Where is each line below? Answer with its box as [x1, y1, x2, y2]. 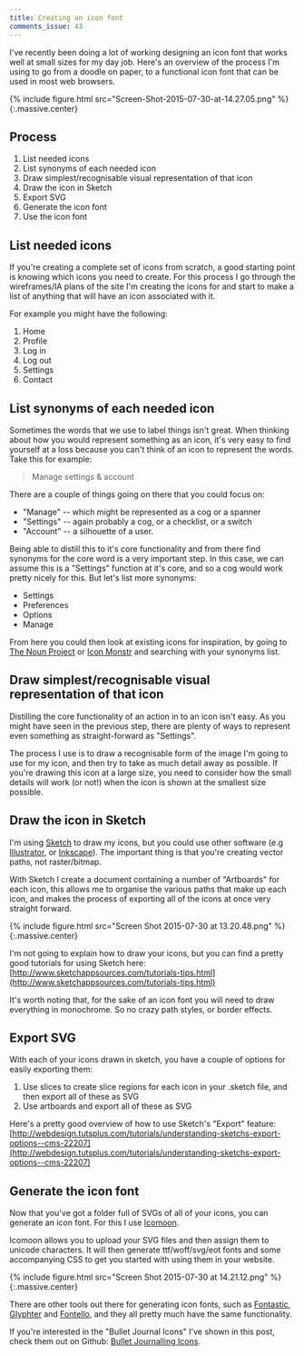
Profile [22, 335, 48, 346]
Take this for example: [9, 454, 93, 464]
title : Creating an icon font [9, 13, 124, 23]
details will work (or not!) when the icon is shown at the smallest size [9, 776, 266, 787]
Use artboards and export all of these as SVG [22, 1101, 192, 1112]
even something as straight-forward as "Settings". [9, 730, 197, 741]
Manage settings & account [31, 471, 134, 482]
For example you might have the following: [9, 308, 168, 319]
